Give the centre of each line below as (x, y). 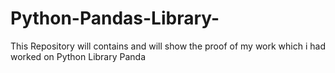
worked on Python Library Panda (78, 56)
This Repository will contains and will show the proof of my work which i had (168, 46)
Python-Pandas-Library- (115, 18)
